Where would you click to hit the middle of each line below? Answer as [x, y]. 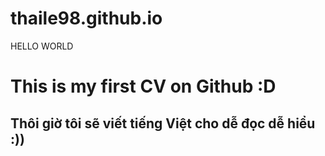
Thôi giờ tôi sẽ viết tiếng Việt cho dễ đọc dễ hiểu [163, 123]
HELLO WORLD [42, 46]
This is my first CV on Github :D [143, 86]
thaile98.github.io [86, 18]
